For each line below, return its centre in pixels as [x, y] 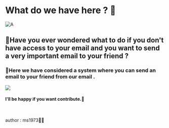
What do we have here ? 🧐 [61, 10]
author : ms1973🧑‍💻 [25, 120]
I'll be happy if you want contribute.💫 [45, 99]
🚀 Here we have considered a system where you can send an [80, 70]
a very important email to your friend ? [67, 56]
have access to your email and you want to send [83, 48]
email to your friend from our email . [50, 77]
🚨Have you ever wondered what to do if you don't [85, 40]
